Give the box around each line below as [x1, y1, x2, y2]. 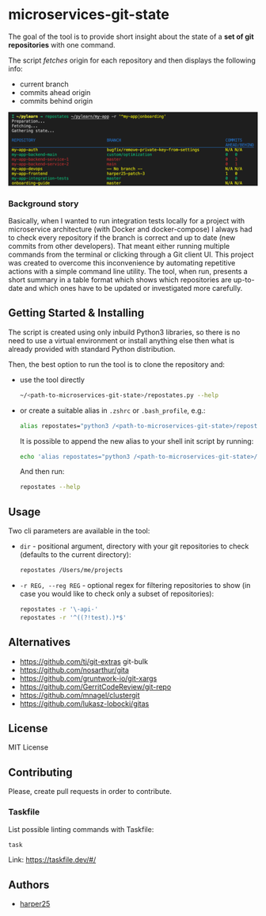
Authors [8, 878, 50, 891]
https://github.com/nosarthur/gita [19, 665, 129, 674]
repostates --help [19, 483, 81, 491]
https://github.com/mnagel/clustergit [19, 690, 140, 700]
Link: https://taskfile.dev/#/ [8, 855, 97, 864]
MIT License [8, 742, 49, 752]
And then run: [19, 467, 65, 476]
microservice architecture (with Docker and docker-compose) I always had [8, 224, 253, 235]
